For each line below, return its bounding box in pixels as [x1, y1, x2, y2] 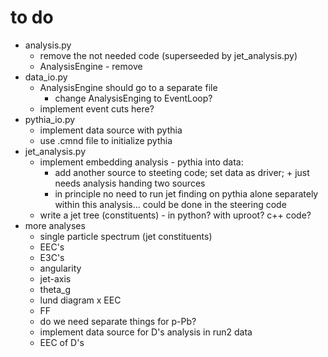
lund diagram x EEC [39, 294, 122, 306]
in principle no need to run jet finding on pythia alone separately [54, 187, 319, 200]
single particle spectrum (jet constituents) [39, 230, 213, 242]
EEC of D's [39, 336, 85, 348]
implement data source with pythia [39, 124, 183, 136]
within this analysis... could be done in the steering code [54, 198, 287, 210]
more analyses [24, 219, 86, 231]
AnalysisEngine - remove [39, 60, 143, 72]
